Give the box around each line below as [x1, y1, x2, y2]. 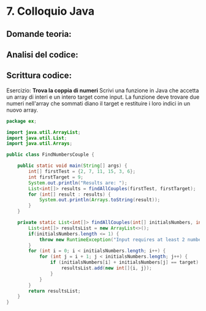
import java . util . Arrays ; [6, 140, 72, 147]
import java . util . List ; [6, 135, 67, 141]
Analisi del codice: [6, 49, 78, 60]
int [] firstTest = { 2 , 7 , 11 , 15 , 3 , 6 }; [28, 169, 136, 175]
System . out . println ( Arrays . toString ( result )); [39, 197, 161, 203]
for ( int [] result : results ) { [28, 191, 112, 198]
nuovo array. [6, 106, 39, 113]
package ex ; [6, 118, 37, 124]
